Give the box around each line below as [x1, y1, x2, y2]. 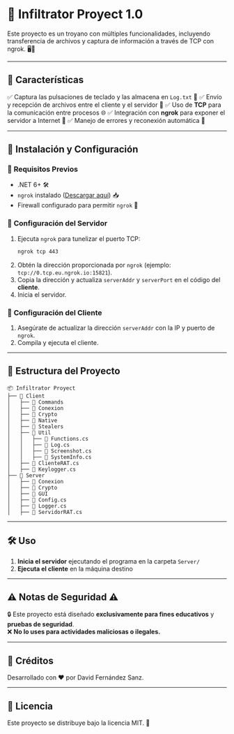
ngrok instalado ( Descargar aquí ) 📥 [17, 191, 120, 200]
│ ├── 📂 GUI [7, 490, 49, 497]
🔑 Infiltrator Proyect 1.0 [7, 6, 143, 22]
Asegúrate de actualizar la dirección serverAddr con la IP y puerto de [17, 323, 215, 332]
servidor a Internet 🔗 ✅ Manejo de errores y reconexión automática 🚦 [7, 116, 205, 124]
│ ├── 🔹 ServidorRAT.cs [7, 508, 82, 515]
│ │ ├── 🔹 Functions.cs [7, 435, 89, 442]
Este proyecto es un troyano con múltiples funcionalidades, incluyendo [7, 29, 211, 38]
